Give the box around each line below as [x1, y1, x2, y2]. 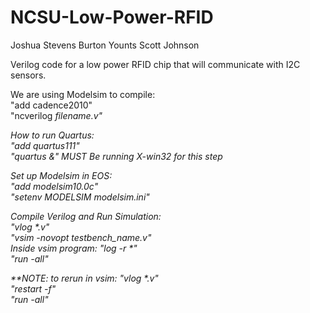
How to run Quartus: [10, 129, 95, 141]
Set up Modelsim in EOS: [10, 169, 113, 181]
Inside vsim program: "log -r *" [10, 242, 138, 254]
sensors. [10, 69, 47, 81]
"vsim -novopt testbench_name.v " [10, 231, 152, 243]
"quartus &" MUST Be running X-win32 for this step [10, 150, 223, 162]
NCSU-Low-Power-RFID [10, 6, 214, 29]
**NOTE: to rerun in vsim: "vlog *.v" [10, 272, 159, 284]
